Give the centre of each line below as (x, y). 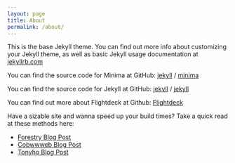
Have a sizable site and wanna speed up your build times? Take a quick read (117, 116)
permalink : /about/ (36, 27)
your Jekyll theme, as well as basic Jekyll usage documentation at (103, 54)
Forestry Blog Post (44, 137)
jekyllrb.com (25, 62)
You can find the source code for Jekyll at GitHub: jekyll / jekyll (98, 89)
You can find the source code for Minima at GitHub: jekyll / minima (103, 75)
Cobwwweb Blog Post (49, 145)
